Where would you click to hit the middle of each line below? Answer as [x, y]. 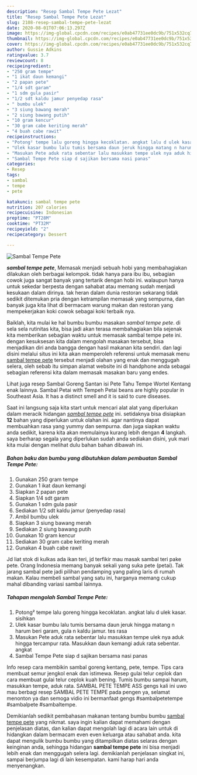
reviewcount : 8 [25, 60]
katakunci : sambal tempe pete [44, 202]
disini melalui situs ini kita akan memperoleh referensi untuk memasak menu [98, 354]
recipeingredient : [29, 66]
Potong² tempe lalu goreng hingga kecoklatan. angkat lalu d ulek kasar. [101, 612]
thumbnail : [20, 39]
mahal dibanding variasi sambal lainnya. [55, 584]
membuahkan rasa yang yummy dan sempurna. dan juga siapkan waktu [93, 426]
